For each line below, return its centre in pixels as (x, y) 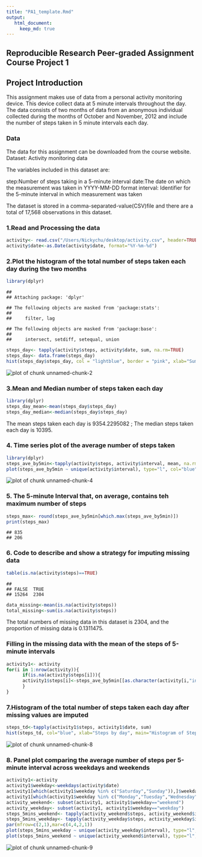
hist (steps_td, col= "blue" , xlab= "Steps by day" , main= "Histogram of (95, 733)
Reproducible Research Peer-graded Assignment (100, 53)
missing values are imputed (47, 715)
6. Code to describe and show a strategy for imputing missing (98, 553)
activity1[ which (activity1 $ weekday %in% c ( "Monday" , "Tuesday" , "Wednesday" (102, 797)
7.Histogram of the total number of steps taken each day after (98, 707)
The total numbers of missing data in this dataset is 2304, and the (88, 622)
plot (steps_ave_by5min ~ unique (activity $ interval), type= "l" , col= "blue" (102, 469)
